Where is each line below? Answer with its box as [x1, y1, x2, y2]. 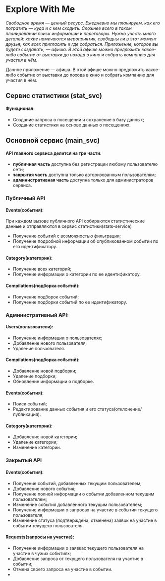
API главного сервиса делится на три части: [5, 150, 102, 156]
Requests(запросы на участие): [5, 534, 75, 540]
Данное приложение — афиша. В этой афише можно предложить [5, 66, 145, 73]
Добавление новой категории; [12, 434, 78, 440]
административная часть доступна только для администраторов [12, 177, 154, 183]
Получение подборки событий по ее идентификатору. [12, 299, 128, 305]
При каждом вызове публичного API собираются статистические [5, 218, 145, 224]
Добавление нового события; [12, 485, 76, 491]
